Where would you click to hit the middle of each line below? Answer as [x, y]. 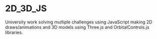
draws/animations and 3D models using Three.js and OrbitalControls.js [77, 27]
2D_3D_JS [26, 9]
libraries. [14, 32]
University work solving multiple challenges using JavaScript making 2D [79, 22]
